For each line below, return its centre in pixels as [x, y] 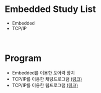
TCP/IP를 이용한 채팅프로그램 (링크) [47, 79]
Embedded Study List [50, 9]
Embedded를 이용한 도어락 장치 [43, 72]
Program [23, 58]
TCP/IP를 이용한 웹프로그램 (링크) [45, 85]
